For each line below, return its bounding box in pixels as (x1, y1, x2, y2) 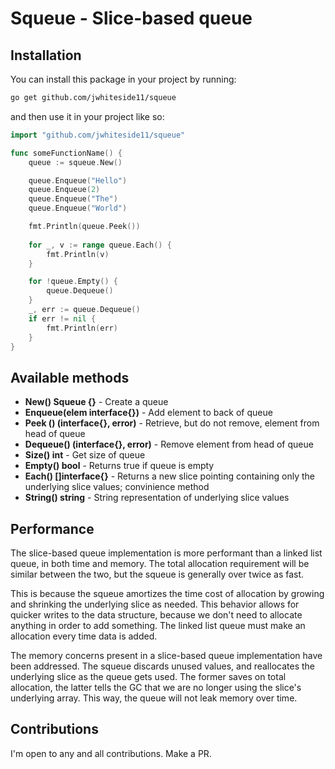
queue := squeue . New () (28, 157, 123, 167)
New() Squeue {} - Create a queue (24, 396, 169, 408)
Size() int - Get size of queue (24, 449, 146, 461)
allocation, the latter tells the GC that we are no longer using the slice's (10, 682, 302, 693)
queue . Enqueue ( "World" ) (28, 203, 128, 214)
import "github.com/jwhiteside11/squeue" (10, 130, 186, 140)
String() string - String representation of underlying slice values (24, 492, 290, 504)
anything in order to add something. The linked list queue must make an (10, 620, 306, 631)
